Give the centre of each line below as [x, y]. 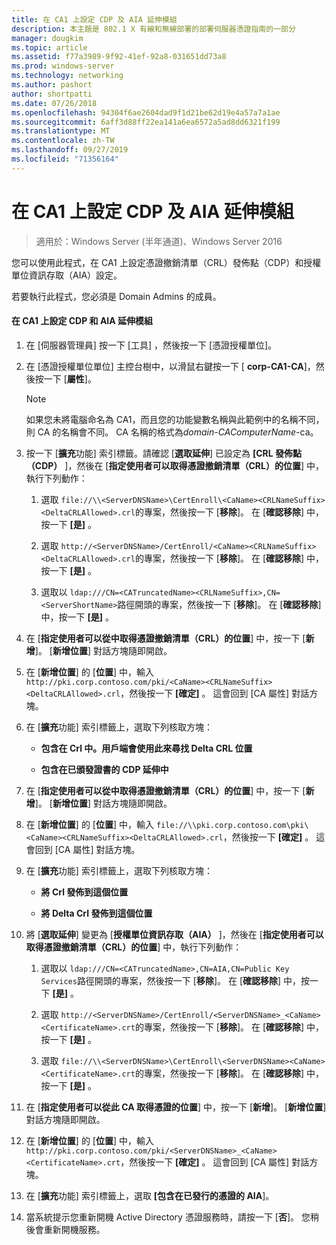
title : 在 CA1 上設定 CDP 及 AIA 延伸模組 [94, 19]
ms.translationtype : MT [61, 131]
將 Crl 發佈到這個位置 [84, 892]
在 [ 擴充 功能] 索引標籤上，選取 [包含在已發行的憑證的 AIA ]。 [150, 1195]
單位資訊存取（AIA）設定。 [67, 275]
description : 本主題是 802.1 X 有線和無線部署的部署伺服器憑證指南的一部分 [153, 29]
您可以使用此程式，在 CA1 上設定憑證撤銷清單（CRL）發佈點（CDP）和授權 [166, 262]
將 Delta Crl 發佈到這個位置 [96, 913]
